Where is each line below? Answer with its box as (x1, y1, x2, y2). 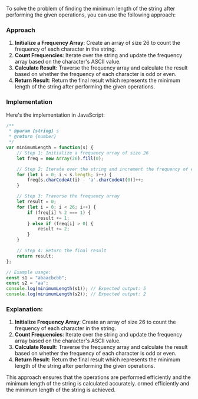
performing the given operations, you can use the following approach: (6, 11, 176, 18)
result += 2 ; (37, 226, 70, 232)
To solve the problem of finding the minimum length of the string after (6, 5, 176, 12)
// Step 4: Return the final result (16, 248, 107, 254)
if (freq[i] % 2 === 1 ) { (27, 209, 91, 216)
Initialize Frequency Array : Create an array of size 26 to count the (14, 318, 176, 326)
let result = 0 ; (16, 199, 57, 205)
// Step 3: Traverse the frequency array (16, 193, 120, 199)
